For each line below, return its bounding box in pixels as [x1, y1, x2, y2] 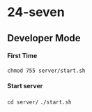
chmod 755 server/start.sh [7, 67, 86, 74]
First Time [7, 52, 38, 60]
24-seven [7, 4, 65, 20]
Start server [7, 82, 43, 90]
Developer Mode [7, 32, 82, 44]
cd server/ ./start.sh [7, 99, 72, 106]
